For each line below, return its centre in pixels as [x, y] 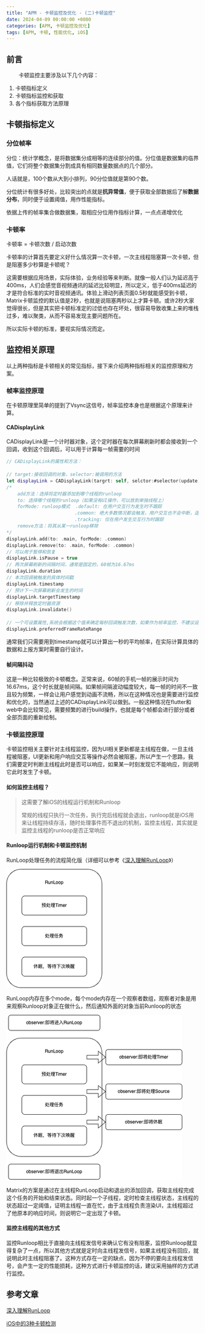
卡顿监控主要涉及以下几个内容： [58, 75]
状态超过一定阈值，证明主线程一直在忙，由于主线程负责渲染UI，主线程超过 [100, 1205]
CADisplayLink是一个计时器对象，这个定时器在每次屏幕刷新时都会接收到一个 [102, 442]
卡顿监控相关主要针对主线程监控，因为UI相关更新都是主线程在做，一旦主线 [100, 749]
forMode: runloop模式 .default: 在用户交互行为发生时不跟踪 [90, 507]
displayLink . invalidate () [39, 610]
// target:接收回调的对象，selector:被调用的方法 [64, 475]
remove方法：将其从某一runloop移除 [58, 526]
